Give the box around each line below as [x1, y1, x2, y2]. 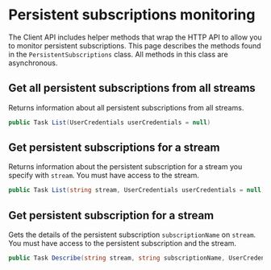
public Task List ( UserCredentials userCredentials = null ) [8, 118, 211, 127]
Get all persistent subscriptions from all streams [8, 81, 256, 95]
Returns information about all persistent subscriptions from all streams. [8, 102, 244, 112]
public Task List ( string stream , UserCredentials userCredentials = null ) [8, 186, 265, 194]
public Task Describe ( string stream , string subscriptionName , [8, 254, 226, 263]
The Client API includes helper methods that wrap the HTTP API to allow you [8, 32, 262, 42]
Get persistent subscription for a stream [8, 208, 215, 222]
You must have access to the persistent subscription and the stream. [8, 239, 236, 248]
